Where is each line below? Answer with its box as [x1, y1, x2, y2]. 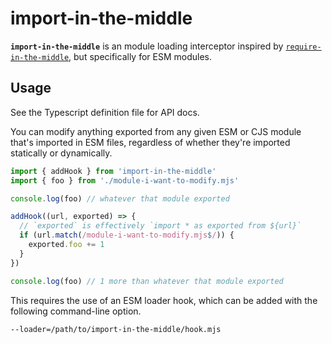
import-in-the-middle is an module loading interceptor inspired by [10, 40, 284, 52]
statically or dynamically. [10, 147, 113, 159]
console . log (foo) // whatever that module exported [10, 193, 230, 204]
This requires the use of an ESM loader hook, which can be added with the [10, 294, 318, 306]
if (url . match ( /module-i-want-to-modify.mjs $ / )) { [19, 230, 235, 241]
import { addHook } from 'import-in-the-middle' [10, 166, 217, 176]
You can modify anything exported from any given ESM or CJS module [10, 125, 302, 137]
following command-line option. [10, 305, 142, 317]
